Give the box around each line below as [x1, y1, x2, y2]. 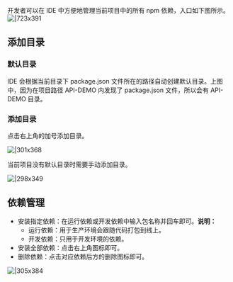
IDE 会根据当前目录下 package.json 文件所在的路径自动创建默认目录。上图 [7, 77, 223, 85]
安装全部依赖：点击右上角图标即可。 [17, 243, 124, 252]
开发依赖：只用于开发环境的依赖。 [28, 235, 128, 243]
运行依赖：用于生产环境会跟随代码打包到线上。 [28, 225, 165, 234]
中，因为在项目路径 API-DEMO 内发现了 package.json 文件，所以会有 [7, 86, 209, 94]
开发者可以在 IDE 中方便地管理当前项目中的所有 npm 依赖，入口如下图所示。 [7, 6, 230, 14]
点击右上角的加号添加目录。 [7, 131, 89, 140]
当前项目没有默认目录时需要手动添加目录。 [7, 160, 132, 169]
